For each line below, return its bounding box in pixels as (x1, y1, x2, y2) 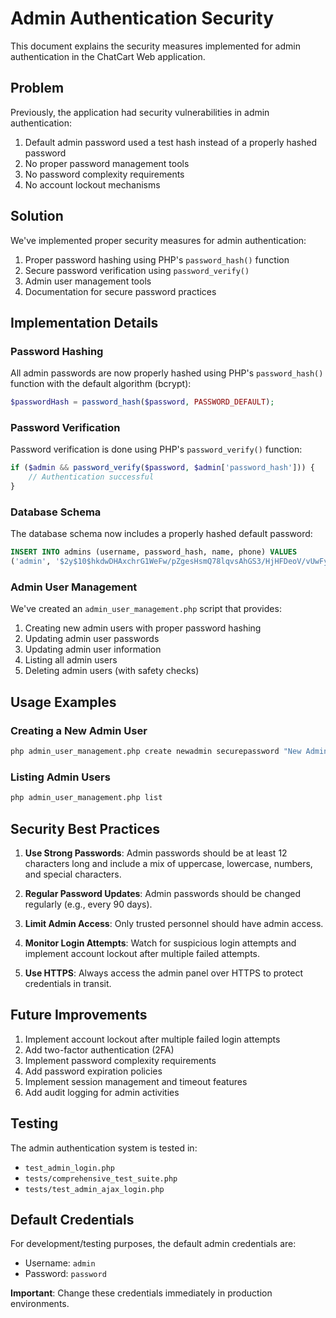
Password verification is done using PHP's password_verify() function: (10, 443, 303, 456)
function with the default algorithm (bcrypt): (10, 378, 192, 390)
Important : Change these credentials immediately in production (10, 1287, 273, 1299)
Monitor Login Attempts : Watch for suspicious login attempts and (24, 937, 297, 949)
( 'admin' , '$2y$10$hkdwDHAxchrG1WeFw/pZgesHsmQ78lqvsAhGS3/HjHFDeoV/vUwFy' (10, 557, 333, 567)
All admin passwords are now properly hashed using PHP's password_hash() (10, 367, 324, 379)
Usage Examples (10, 693, 117, 711)
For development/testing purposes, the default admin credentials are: (10, 1238, 297, 1250)
